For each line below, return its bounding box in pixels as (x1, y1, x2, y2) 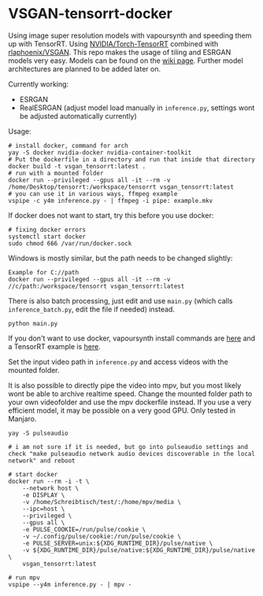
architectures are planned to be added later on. (8, 64, 161, 73)
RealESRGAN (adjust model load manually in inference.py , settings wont (19, 103, 255, 112)
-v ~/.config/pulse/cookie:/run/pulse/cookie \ (22, 532, 181, 540)
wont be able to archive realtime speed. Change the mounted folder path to (8, 388, 253, 398)
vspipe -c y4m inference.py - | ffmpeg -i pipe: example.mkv (8, 197, 213, 204)
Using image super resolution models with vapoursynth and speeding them (8, 31, 252, 40)
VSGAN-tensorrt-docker (8, 5, 173, 23)
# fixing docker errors (8, 226, 87, 234)
